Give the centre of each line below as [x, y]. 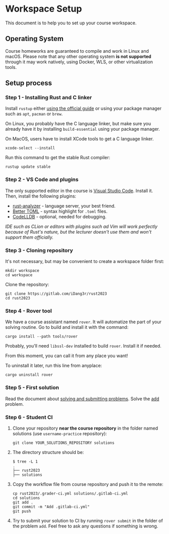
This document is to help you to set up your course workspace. [71, 23]
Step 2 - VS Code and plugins [42, 179]
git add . [23, 502]
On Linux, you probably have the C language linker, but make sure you [78, 124]
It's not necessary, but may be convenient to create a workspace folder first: [85, 261]
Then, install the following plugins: [41, 196]
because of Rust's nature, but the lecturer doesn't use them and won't [78, 232]
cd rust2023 [18, 298]
